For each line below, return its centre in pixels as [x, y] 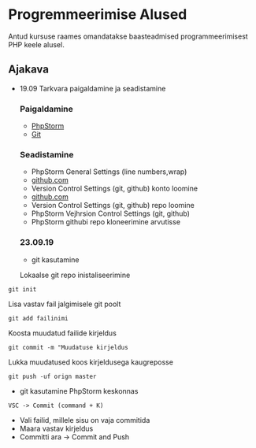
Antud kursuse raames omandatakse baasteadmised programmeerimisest [128, 36]
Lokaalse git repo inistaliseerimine [75, 275]
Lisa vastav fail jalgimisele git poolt [65, 304]
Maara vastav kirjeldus [56, 428]
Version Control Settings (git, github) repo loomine [113, 205]
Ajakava [29, 70]
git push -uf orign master [52, 376]
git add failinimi [38, 318]
